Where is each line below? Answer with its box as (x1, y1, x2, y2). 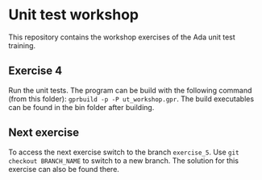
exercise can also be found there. (8, 164, 119, 174)
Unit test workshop (8, 6, 139, 24)
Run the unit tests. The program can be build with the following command (8, 85, 252, 95)
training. (8, 40, 36, 50)
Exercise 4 (8, 64, 63, 78)
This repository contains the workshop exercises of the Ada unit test (8, 32, 235, 42)
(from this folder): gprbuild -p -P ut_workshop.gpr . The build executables (8, 94, 255, 104)
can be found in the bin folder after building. (8, 102, 155, 112)
